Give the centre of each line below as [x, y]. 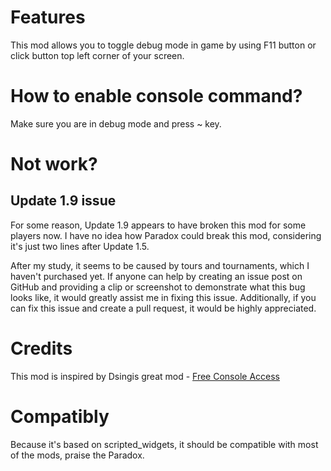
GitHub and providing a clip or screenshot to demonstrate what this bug [158, 287]
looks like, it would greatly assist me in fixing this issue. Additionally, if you [163, 297]
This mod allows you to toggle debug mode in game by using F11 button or [163, 45]
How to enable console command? [156, 96]
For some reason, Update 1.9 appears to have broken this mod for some [158, 225]
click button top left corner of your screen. [97, 55]
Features [48, 17]
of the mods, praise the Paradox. [77, 455]
